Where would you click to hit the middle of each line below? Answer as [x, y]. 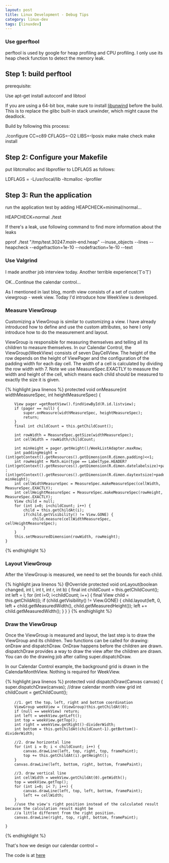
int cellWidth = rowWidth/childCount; [55, 439]
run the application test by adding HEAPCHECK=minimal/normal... [73, 207]
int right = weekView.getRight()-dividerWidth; [65, 725]
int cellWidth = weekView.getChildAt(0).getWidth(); [71, 778]
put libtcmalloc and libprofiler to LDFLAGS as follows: [60, 169]
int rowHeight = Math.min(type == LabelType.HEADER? [71, 461]
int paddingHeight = [36, 453]
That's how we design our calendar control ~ [52, 846]
